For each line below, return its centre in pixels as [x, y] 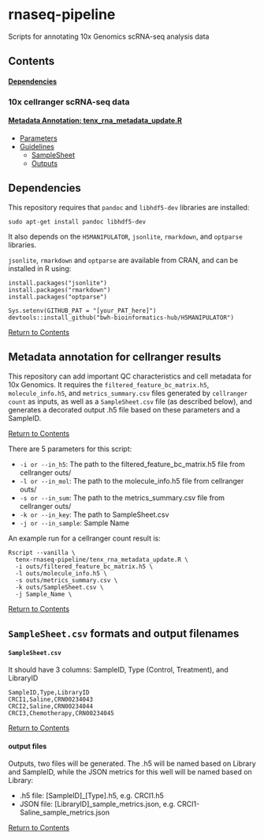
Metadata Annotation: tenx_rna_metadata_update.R [95, 121]
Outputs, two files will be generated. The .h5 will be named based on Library [132, 763]
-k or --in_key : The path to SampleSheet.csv [94, 514]
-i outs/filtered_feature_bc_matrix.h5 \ [84, 567]
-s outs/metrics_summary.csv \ [67, 580]
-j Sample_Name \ [44, 594]
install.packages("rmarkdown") [59, 290]
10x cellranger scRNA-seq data [69, 102]
